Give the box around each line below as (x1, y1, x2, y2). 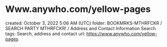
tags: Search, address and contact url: (5, 30, 85, 36)
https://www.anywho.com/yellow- (86, 30, 157, 36)
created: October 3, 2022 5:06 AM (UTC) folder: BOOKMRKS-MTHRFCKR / (5, 20, 162, 26)
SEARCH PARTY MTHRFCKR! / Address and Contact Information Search (5, 25, 156, 31)
